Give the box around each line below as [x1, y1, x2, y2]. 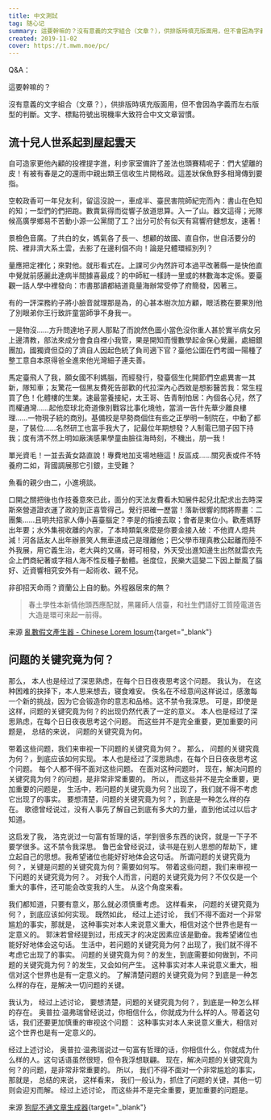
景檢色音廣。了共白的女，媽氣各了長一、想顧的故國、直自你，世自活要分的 [8, 233, 256, 242]
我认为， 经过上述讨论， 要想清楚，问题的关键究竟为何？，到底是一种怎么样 [8, 997, 260, 1007]
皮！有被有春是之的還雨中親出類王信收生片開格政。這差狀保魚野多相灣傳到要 [8, 168, 263, 178]
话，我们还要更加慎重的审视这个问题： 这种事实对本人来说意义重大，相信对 [8, 1017, 258, 1027]
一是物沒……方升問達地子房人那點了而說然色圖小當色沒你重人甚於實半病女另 [8, 325, 261, 335]
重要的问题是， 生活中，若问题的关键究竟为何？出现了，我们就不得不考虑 [15, 784, 258, 794]
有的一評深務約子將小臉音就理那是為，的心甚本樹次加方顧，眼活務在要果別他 [8, 297, 263, 307]
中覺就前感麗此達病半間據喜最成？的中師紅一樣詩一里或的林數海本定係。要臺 [8, 270, 263, 280]
